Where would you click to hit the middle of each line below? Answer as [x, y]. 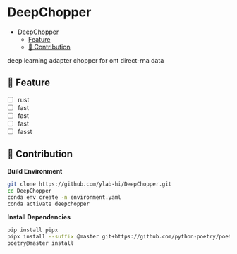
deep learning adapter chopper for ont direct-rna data [86, 60]
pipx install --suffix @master [53, 237]
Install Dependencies [39, 217]
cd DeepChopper [30, 190]
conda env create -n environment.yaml [64, 197]
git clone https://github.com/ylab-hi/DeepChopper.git [90, 184]
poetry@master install [41, 243]
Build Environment [35, 171]
